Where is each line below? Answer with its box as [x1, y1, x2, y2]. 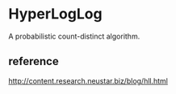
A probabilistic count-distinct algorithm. [8, 31, 140, 41]
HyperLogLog [8, 5, 103, 23]
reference [8, 55, 59, 68]
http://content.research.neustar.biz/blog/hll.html [8, 76, 168, 85]
